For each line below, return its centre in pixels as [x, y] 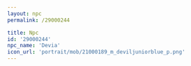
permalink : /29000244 [39, 20]
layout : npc [24, 14]
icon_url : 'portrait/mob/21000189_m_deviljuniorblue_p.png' [97, 52]
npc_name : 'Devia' [34, 46]
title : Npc [23, 33]
